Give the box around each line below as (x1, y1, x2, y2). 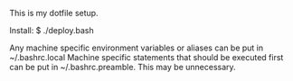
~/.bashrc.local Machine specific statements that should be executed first (9, 52, 284, 62)
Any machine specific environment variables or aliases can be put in (9, 42, 264, 53)
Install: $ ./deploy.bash (9, 25, 95, 35)
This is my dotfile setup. (9, 8, 99, 18)
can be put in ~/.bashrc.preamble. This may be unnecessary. (9, 62, 237, 72)
